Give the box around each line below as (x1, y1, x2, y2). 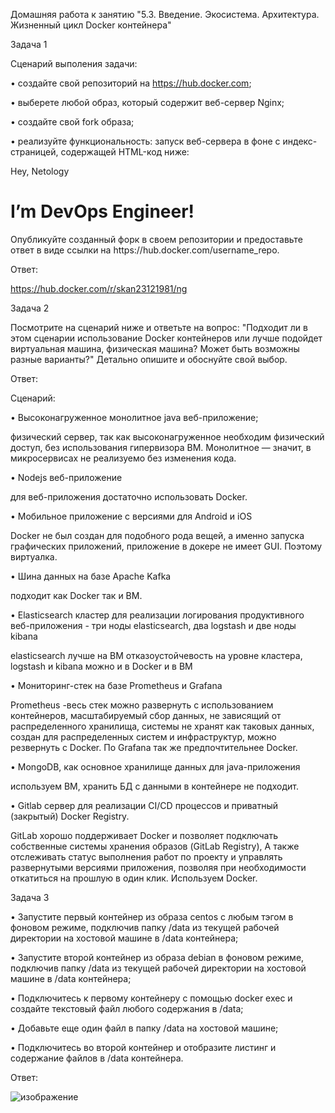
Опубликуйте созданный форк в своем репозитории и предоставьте (10, 233, 303, 245)
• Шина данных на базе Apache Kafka (10, 570, 172, 582)
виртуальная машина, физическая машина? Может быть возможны (10, 342, 300, 354)
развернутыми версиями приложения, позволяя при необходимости (10, 861, 307, 873)
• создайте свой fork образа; (10, 116, 135, 128)
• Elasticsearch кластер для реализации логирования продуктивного (10, 609, 305, 621)
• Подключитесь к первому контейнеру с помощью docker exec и (10, 992, 293, 1004)
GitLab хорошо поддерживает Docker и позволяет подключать (10, 829, 279, 841)
